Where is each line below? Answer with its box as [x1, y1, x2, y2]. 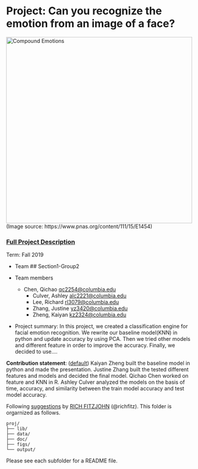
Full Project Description [6, 237, 76, 246]
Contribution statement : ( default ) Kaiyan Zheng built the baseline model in [6, 359, 190, 367]
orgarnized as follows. [6, 409, 61, 417]
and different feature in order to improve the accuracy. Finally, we [14, 341, 175, 349]
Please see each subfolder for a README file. [6, 457, 118, 464]
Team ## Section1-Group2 [14, 263, 80, 270]
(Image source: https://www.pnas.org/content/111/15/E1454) [6, 222, 153, 230]
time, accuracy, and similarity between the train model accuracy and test [6, 385, 184, 392]
